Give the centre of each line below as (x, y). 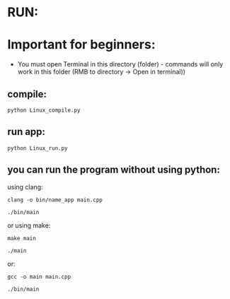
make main (22, 238)
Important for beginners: (81, 45)
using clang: (25, 187)
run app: (27, 132)
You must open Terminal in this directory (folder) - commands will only (120, 64)
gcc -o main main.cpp (39, 276)
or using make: (29, 225)
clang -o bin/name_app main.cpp (55, 200)
